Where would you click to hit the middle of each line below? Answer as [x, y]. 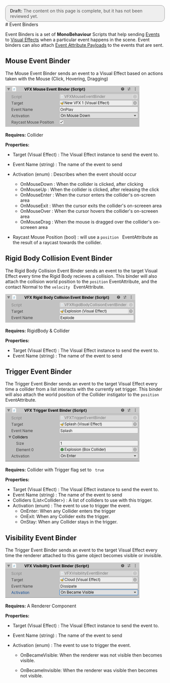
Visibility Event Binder [41, 538]
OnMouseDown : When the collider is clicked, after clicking [81, 184]
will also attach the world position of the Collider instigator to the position [82, 395]
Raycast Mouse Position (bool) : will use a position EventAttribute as [85, 237]
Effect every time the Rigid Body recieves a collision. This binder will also [81, 276]
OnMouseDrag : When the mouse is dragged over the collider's [86, 222]
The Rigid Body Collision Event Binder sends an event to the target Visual [81, 271]
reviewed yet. [24, 16]
